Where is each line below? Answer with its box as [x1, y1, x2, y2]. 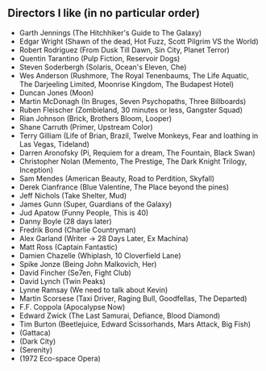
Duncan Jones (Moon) [19, 88, 94, 98]
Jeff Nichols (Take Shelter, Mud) [19, 190, 127, 200]
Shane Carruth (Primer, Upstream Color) [19, 122, 153, 131]
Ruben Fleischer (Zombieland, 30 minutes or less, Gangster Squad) [19, 105, 243, 115]
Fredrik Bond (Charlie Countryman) [19, 225, 136, 235]
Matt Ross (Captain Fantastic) [19, 242, 118, 252]
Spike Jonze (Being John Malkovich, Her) [19, 259, 157, 269]
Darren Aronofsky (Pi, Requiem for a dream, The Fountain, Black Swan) [19, 148, 256, 157]
